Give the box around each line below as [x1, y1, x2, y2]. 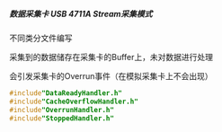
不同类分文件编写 [9, 32, 73, 43]
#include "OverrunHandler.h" [9, 105, 115, 114]
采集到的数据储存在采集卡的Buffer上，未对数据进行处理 [9, 51, 214, 62]
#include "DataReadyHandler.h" [9, 88, 123, 98]
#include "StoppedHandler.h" [9, 113, 115, 123]
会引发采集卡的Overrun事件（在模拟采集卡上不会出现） [9, 70, 213, 81]
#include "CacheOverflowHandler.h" [9, 97, 139, 106]
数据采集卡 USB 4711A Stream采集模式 [9, 8, 153, 19]
